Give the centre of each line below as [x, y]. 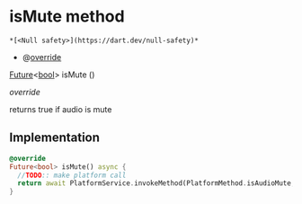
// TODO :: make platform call [72, 175]
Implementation [55, 138]
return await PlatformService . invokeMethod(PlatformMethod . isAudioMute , [156, 183]
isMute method [67, 17]
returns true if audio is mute [61, 109]
